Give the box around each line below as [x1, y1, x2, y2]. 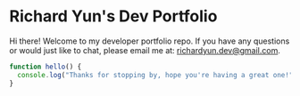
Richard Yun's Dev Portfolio [9, 6, 218, 27]
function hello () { [9, 62, 82, 71]
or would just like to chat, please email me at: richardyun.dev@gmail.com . [9, 44, 281, 55]
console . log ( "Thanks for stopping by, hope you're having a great [17, 70, 270, 79]
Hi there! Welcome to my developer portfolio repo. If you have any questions [9, 36, 290, 46]
